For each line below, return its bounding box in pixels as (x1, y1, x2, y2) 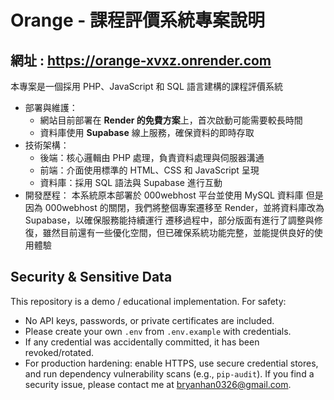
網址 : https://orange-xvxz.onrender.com (10, 52, 272, 69)
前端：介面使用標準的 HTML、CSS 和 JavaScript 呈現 (39, 164, 260, 176)
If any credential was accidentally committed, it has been (24, 336, 260, 348)
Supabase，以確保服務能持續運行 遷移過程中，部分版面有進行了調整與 (24, 214, 315, 226)
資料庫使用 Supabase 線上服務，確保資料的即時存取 (39, 127, 255, 138)
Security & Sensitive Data (10, 269, 173, 286)
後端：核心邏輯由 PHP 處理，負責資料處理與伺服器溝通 (39, 152, 265, 163)
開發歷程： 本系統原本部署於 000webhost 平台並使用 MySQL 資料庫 (24, 189, 304, 201)
